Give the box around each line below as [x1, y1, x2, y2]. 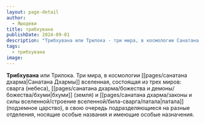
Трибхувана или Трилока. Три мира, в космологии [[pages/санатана [6, 71, 187, 79]
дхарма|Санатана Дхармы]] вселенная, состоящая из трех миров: [6, 78, 182, 85]
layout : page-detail [6, 9, 60, 15]
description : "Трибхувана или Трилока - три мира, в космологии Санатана [6, 37, 199, 44]
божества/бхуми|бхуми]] [6, 91, 72, 98]
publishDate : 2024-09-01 [6, 32, 70, 38]
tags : [6, 44, 20, 50]
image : [6, 55, 23, 61]
